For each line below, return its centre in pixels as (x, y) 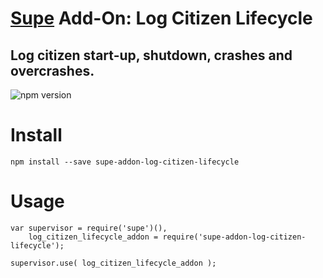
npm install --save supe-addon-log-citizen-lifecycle (125, 162)
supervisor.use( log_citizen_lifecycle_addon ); (113, 263)
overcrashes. (52, 70)
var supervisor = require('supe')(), (89, 228)
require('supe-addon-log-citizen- (234, 237)
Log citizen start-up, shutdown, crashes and (151, 55)
